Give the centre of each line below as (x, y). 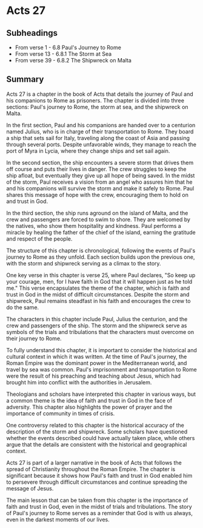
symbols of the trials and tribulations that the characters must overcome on (100, 332)
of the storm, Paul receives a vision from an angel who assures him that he (99, 182)
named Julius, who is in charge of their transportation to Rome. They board (100, 132)
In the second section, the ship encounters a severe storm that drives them (100, 162)
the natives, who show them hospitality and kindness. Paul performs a (94, 226)
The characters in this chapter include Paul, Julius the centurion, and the (97, 319)
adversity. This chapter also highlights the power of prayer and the (89, 407)
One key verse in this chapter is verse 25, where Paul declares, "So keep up (101, 275)
